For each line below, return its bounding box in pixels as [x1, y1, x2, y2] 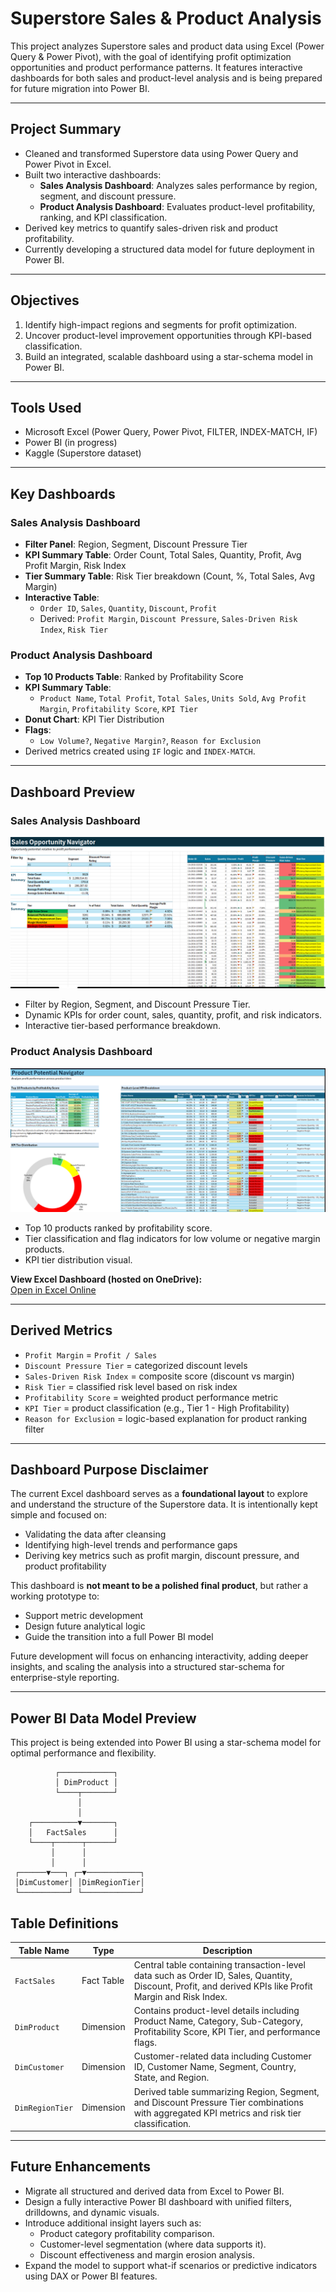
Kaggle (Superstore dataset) [24, 447, 142, 459]
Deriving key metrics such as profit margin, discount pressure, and [24, 1550, 300, 1562]
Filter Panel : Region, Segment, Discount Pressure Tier [24, 538, 248, 551]
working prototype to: [10, 1590, 100, 1602]
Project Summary [10, 121, 122, 138]
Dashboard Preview [10, 783, 136, 801]
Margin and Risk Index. [133, 1990, 228, 2002]
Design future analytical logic [24, 1620, 146, 1632]
